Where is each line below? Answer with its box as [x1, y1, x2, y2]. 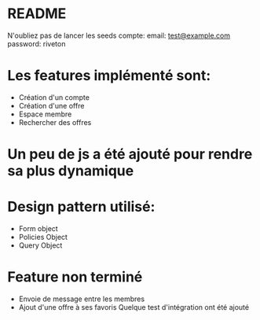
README [7, 5, 67, 23]
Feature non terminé [7, 268, 143, 286]
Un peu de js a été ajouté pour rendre [7, 145, 253, 164]
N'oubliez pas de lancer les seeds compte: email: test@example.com [7, 31, 231, 40]
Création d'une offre [18, 101, 85, 110]
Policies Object [18, 233, 68, 241]
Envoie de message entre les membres [18, 294, 145, 303]
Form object [18, 224, 58, 233]
